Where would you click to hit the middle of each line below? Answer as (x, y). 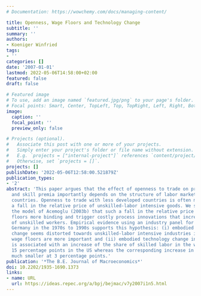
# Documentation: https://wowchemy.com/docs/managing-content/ (87, 12)
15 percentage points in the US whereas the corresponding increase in (103, 250)
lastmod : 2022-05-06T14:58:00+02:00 (52, 73)
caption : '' (27, 117)
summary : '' (21, 34)
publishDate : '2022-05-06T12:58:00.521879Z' (63, 172)
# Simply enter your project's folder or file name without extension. (100, 150)
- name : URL (21, 278)
